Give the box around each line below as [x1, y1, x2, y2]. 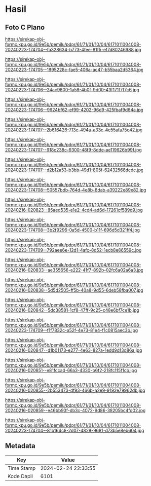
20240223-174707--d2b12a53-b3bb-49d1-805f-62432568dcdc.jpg [5, 167, 144, 173]
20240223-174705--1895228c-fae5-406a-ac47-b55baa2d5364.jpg [5, 67, 144, 73]
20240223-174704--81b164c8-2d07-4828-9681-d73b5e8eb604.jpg [5, 428, 145, 433]
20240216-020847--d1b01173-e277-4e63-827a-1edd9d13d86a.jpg [5, 347, 142, 353]
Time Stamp [7, 465, 36, 472]
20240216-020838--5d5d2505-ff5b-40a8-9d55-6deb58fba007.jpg [5, 287, 144, 293]
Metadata [5, 442, 36, 450]
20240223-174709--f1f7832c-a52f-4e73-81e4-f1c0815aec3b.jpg [5, 327, 138, 333]
